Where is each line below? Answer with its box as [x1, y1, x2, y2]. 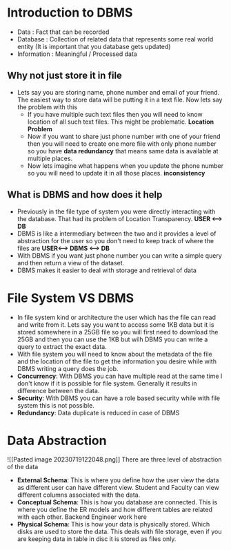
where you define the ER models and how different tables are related [17, 506, 212, 514]
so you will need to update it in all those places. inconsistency [27, 169, 205, 177]
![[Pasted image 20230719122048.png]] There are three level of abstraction [7, 455, 222, 464]
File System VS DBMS [7, 290, 134, 305]
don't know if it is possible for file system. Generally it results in [17, 379, 198, 388]
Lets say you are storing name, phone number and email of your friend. [17, 88, 220, 96]
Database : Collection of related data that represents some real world [17, 35, 214, 43]
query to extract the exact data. [17, 342, 107, 350]
